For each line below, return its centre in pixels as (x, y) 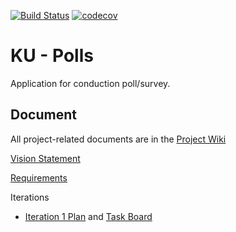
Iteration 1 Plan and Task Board (88, 216)
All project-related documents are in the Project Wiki (118, 139)
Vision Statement (45, 158)
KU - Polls (52, 56)
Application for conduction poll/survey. (90, 83)
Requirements (39, 177)
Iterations (30, 197)
